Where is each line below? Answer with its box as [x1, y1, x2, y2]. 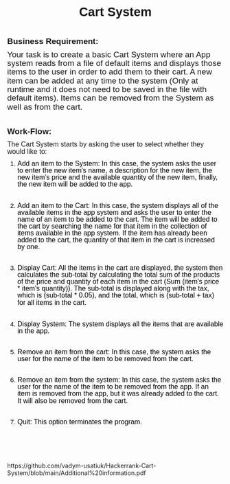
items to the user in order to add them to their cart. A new [7, 67, 213, 77]
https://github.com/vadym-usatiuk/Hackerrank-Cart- [7, 461, 157, 470]
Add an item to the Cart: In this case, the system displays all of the [16, 201, 218, 209]
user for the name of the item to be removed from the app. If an [16, 382, 209, 391]
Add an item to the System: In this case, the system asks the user [16, 159, 217, 168]
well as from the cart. [7, 102, 83, 112]
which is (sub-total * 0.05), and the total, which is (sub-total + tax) [16, 291, 215, 299]
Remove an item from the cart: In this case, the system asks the [16, 348, 211, 356]
